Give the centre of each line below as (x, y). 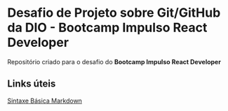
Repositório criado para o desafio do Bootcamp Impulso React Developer (114, 61)
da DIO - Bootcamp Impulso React (107, 28)
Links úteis (32, 84)
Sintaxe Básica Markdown (45, 101)
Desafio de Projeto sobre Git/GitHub (114, 13)
